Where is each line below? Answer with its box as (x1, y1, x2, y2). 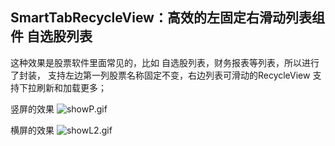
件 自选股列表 (10, 28, 93, 45)
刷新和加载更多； (36, 81, 107, 93)
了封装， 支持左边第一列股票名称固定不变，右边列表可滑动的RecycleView (10, 69, 311, 81)
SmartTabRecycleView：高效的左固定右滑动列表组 (10, 9, 325, 27)
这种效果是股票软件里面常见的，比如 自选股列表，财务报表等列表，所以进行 (10, 56, 320, 68)
